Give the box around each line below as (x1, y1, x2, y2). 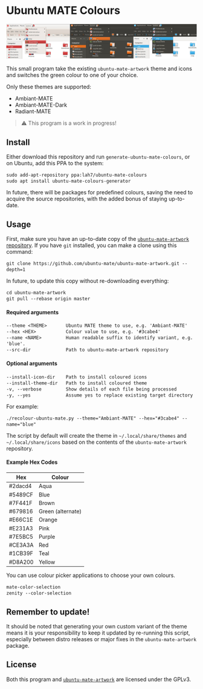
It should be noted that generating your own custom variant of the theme (6, 623, 187, 630)
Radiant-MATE (14, 108, 51, 115)
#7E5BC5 (8, 533, 33, 540)
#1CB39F (8, 550, 33, 557)
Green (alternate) (38, 508, 82, 515)
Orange (38, 516, 57, 524)
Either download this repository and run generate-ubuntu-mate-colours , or (6, 153, 190, 160)
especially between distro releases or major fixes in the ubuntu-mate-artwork (6, 636, 197, 643)
